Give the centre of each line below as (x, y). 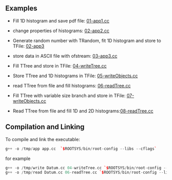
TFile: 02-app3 (28, 46)
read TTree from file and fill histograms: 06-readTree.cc (72, 85)
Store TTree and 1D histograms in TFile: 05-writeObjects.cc (75, 76)
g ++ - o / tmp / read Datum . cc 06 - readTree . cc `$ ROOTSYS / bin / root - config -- (84, 173)
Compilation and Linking (45, 127)
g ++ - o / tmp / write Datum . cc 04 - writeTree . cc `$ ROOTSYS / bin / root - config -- (87, 168)
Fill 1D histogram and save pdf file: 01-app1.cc (61, 20)
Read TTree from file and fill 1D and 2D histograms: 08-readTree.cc (83, 111)
